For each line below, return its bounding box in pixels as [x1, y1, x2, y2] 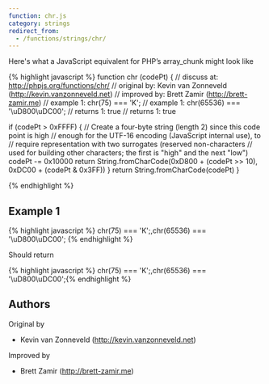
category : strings [8, 19, 70, 27]
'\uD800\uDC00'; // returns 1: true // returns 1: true [8, 107, 176, 116]
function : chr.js [8, 11, 67, 20]
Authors [8, 297, 51, 311]
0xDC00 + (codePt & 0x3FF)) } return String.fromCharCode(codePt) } [8, 165, 240, 175]
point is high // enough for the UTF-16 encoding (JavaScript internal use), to [8, 131, 261, 141]
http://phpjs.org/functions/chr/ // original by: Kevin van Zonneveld [8, 81, 228, 91]
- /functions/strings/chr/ [15, 34, 107, 43]
